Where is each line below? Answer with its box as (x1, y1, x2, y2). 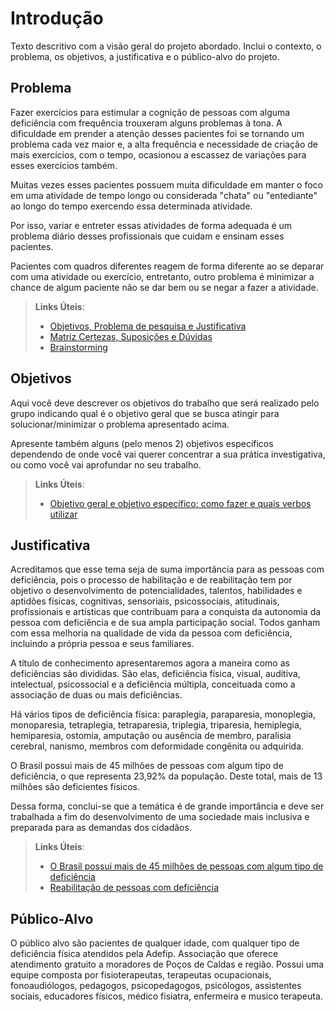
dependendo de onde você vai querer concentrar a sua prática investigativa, (10, 448, 326, 460)
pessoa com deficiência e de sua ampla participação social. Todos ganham (10, 617, 321, 629)
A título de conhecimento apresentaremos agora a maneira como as (10, 657, 290, 669)
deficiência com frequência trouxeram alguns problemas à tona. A (10, 117, 283, 129)
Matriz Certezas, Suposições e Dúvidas (49, 330, 213, 342)
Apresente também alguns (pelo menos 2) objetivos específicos (10, 437, 274, 449)
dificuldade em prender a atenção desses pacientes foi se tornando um (10, 127, 305, 139)
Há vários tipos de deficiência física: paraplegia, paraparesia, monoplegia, (10, 708, 316, 721)
